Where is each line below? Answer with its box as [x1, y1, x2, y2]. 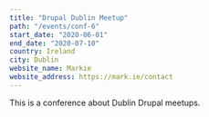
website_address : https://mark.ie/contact [9, 73, 173, 82]
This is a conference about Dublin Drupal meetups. [9, 97, 201, 108]
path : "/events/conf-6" [9, 22, 100, 31]
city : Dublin [9, 55, 59, 64]
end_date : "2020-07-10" [9, 38, 100, 48]
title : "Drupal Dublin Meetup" [9, 13, 129, 23]
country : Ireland [9, 47, 76, 56]
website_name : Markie [9, 64, 92, 73]
